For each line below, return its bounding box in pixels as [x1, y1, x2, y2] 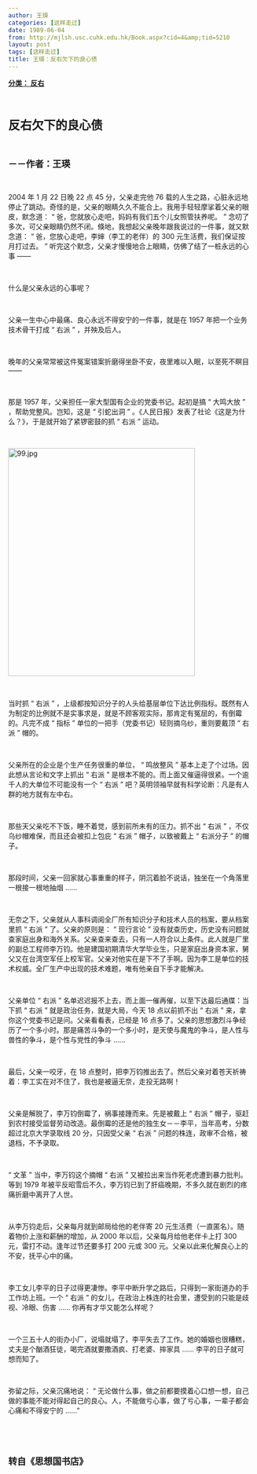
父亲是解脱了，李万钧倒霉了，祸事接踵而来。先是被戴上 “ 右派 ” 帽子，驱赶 [8, 1109, 250, 1118]
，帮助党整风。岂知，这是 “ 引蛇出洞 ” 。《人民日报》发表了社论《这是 [8, 406, 233, 416]
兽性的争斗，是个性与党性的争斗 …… [8, 1035, 126, 1044]
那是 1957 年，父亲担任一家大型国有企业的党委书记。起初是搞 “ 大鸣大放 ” [8, 397, 246, 406]
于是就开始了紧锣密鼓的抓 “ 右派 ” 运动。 [31, 416, 163, 426]
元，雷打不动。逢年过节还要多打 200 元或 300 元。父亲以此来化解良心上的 [8, 1241, 249, 1250]
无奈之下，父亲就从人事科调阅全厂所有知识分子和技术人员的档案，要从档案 [8, 915, 249, 924]
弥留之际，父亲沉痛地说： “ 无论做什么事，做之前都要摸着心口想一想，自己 [8, 1386, 250, 1395]
